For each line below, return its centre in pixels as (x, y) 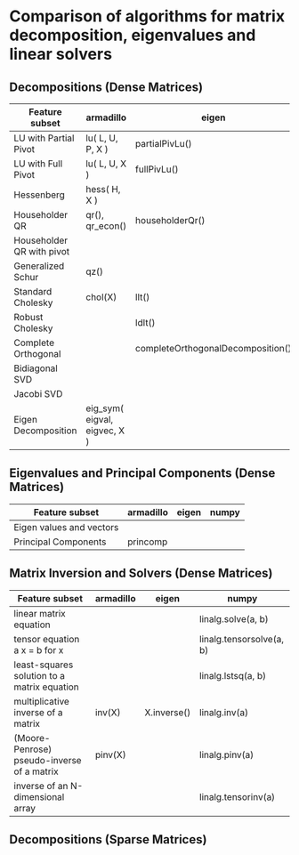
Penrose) (33, 749)
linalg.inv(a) (224, 712)
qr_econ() (106, 226)
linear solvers (61, 54)
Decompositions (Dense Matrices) (106, 87)
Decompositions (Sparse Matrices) (108, 839)
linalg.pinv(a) (226, 754)
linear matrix (40, 613)
